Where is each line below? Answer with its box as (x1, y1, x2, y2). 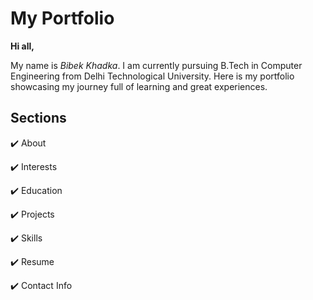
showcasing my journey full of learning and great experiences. (10, 80, 268, 92)
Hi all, (10, 40, 35, 52)
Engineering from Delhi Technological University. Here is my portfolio (10, 70, 295, 82)
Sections (10, 110, 67, 127)
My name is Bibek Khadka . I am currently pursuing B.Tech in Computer (10, 59, 303, 71)
